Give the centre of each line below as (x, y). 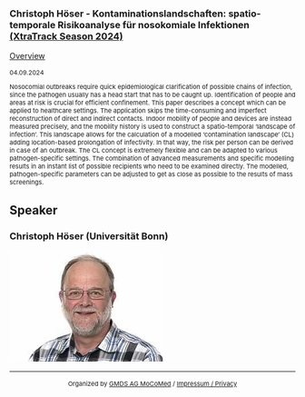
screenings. (27, 183)
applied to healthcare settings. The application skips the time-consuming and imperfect (138, 111)
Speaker (34, 210)
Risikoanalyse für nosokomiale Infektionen (153, 25)
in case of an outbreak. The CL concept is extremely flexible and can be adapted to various (144, 151)
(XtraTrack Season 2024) (66, 36)
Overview (27, 56)
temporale (33, 25)
